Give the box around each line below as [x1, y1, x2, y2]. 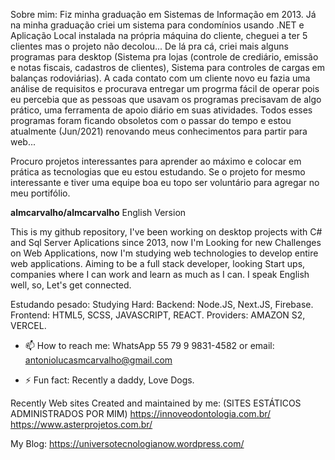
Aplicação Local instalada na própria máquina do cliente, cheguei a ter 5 [10, 30, 308, 41]
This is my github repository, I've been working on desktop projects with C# [10, 226, 323, 238]
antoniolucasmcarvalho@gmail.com [24, 354, 173, 366]
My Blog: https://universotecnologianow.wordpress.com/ [10, 438, 245, 449]
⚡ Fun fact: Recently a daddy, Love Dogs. [24, 374, 195, 386]
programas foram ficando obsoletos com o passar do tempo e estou [10, 115, 292, 126]
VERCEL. [10, 320, 47, 331]
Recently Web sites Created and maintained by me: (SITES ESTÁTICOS [10, 397, 302, 409]
